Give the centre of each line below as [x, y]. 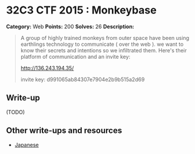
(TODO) [16, 112]
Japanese [27, 145]
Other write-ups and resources [64, 131]
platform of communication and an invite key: [75, 56]
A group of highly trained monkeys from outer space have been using [105, 38]
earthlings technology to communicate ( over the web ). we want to [102, 44]
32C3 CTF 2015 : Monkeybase [82, 10]
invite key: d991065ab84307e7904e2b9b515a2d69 [82, 79]
